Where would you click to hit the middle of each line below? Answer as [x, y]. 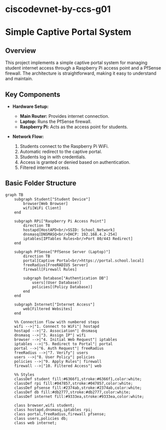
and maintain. [19, 79]
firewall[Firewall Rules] [50, 269]
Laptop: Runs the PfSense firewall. [56, 122]
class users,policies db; [41, 418]
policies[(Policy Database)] [62, 287]
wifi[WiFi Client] [42, 208]
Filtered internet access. [45, 167]
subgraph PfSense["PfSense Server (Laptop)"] [62, 252]
